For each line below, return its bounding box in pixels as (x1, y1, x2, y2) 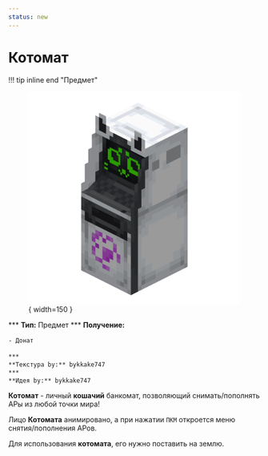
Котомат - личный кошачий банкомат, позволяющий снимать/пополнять (8, 390, 260, 400)
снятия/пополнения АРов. (8, 423, 98, 433)
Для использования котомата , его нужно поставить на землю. (8, 438, 225, 448)
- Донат (8, 337, 34, 345)
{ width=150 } (28, 305, 74, 314)
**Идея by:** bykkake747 (8, 377, 91, 385)
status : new (8, 13, 48, 21)
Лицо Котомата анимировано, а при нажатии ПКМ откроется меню (8, 414, 236, 424)
